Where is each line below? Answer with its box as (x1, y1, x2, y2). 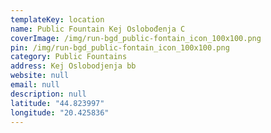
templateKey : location (10, 14, 105, 25)
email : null (10, 80, 60, 90)
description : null (10, 89, 87, 99)
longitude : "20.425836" (10, 107, 110, 118)
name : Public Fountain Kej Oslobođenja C (10, 24, 186, 34)
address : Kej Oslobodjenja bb (10, 61, 137, 71)
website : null (10, 71, 70, 81)
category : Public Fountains (10, 52, 128, 62)
